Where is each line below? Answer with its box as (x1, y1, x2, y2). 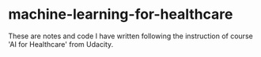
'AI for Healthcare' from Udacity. (8, 39, 114, 48)
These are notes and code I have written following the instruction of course (8, 31, 253, 41)
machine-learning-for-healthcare (8, 5, 233, 23)
